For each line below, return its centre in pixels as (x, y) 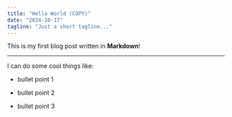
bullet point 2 (36, 93)
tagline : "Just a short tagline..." (60, 26)
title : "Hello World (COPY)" (49, 13)
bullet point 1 (35, 80)
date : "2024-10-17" (35, 20)
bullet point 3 (36, 106)
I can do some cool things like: (50, 66)
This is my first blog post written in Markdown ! (74, 46)
